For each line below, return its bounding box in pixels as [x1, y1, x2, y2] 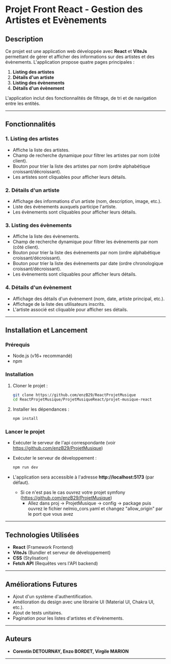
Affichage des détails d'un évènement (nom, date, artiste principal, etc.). [12, 296, 165, 302]
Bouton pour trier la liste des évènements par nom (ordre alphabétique [12, 250, 160, 256]
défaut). [12, 480, 30, 486]
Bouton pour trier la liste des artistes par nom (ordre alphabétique [12, 163, 150, 169]
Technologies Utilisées [5, 530, 79, 539]
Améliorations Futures [5, 580, 77, 589]
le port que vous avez [27, 511, 74, 517]
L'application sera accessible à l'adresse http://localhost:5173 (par [12, 474, 154, 480]
